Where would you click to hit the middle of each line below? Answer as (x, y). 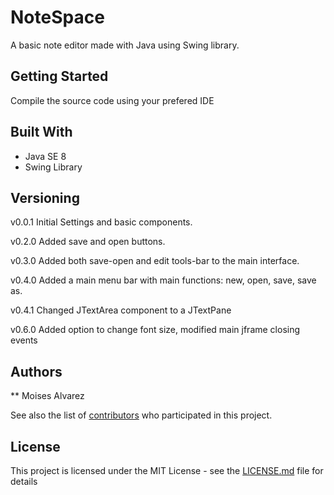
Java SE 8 (45, 156)
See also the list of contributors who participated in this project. (141, 415)
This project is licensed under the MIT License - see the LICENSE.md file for (167, 470)
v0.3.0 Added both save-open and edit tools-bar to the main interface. (155, 261)
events (24, 340)
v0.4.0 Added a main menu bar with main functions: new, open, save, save (163, 280)
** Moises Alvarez (47, 396)
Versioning (45, 197)
